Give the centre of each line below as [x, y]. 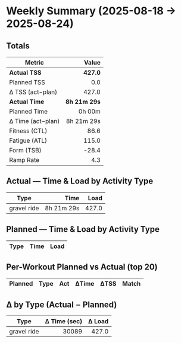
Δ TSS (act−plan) [33, 92]
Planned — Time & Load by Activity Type [83, 229]
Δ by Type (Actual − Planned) [62, 304]
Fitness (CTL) [28, 131]
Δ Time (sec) [63, 321]
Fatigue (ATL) [28, 140]
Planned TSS [27, 82]
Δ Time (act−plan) [35, 121]
